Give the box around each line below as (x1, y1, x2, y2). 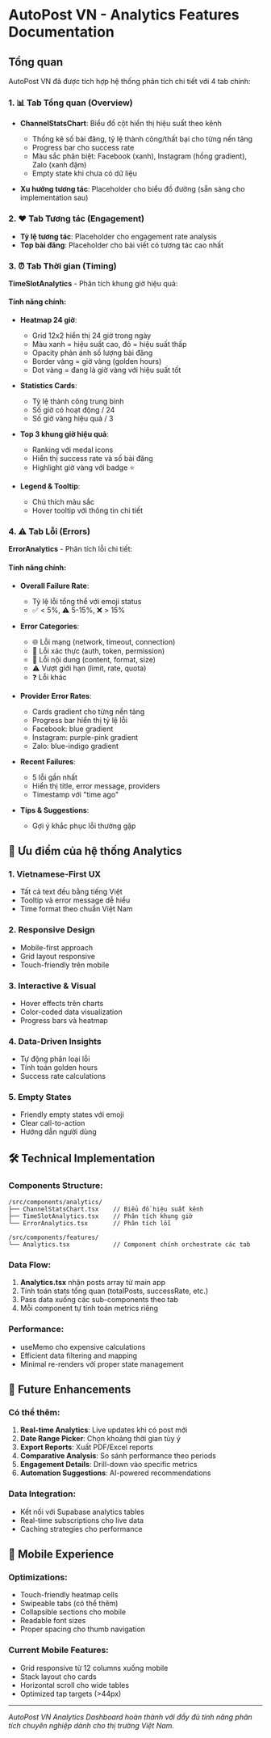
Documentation (8, 23, 115, 41)
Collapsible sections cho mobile (19, 1607, 127, 1617)
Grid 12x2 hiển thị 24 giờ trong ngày (31, 331, 152, 340)
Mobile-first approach (19, 942, 94, 952)
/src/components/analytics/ (8, 1199, 103, 1207)
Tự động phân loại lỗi (19, 1054, 90, 1064)
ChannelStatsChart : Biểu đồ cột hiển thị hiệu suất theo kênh (19, 119, 222, 129)
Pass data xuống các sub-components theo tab (19, 1295, 179, 1305)
